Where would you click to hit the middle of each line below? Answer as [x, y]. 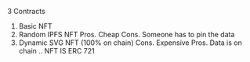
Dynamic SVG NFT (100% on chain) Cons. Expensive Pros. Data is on [130, 43]
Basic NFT [35, 26]
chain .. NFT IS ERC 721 [56, 51]
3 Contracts [27, 11]
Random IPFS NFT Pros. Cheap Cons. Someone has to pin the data [127, 34]
